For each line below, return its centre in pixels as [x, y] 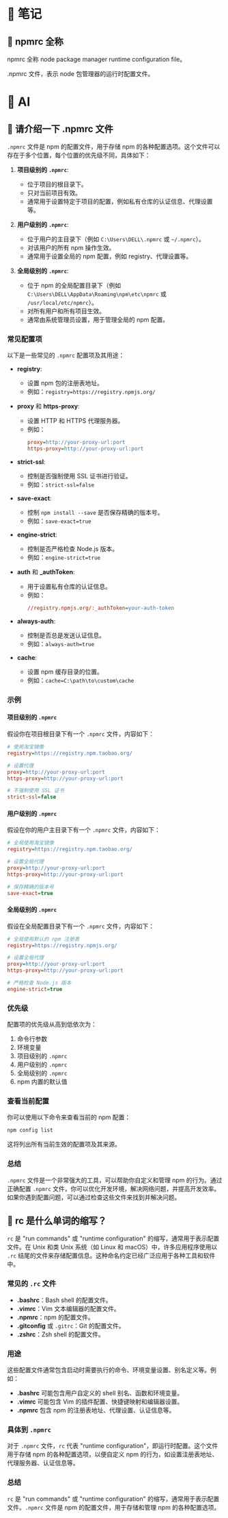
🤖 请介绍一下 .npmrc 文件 [60, 128]
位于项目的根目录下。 [57, 184]
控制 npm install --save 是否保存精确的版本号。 [95, 513]
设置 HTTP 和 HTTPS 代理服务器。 [75, 421]
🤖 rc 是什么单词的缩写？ [57, 1221]
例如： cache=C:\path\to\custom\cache [81, 680]
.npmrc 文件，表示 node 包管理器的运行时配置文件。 [81, 74]
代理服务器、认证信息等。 [43, 1463]
